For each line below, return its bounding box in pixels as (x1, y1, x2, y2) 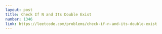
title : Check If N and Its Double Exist (5, 12, 92, 17)
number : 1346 (5, 16, 33, 21)
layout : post (5, 7, 33, 12)
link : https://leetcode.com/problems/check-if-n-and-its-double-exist (5, 21, 157, 26)
